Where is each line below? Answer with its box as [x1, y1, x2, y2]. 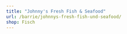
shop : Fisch [6, 19, 35, 25]
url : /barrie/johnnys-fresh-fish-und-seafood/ [6, 14, 122, 20]
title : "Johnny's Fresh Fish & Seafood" [6, 8, 107, 14]
